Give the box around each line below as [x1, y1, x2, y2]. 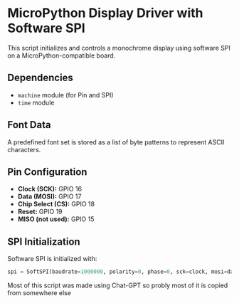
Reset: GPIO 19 [17, 208, 63, 216]
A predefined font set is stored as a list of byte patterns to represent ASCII [7, 137, 225, 147]
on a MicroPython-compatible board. [7, 51, 116, 60]
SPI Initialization [7, 235, 80, 248]
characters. [7, 145, 41, 154]
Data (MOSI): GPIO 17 [17, 192, 82, 201]
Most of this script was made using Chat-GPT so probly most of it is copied [7, 281, 228, 289]
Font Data [7, 119, 51, 131]
